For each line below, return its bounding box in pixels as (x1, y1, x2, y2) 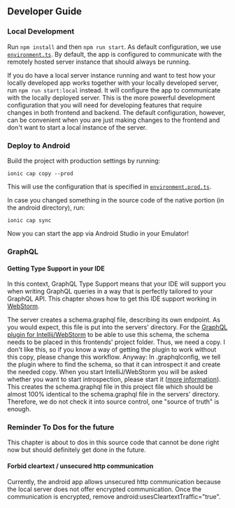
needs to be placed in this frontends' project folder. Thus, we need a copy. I (7, 338, 226, 346)
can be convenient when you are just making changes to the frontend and (7, 116, 220, 124)
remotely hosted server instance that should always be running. (7, 57, 191, 66)
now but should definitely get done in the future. (7, 446, 146, 454)
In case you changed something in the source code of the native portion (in (7, 195, 225, 204)
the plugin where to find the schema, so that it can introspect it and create (7, 360, 221, 369)
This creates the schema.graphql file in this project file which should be (7, 383, 213, 391)
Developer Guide (7, 6, 83, 18)
